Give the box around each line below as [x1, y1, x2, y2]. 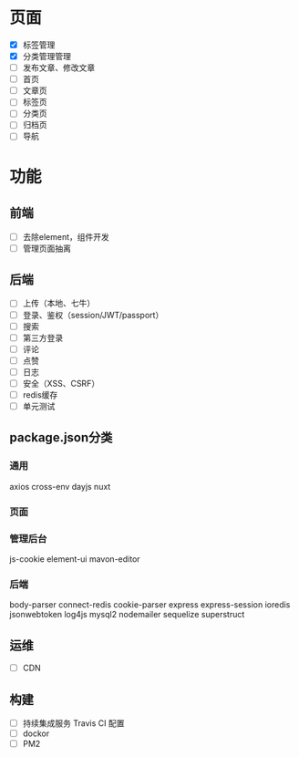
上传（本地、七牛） [22, 297, 96, 309]
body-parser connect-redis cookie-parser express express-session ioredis [9, 599, 291, 610]
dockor [22, 728, 50, 739]
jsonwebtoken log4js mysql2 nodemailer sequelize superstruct [9, 609, 245, 620]
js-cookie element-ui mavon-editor [9, 553, 140, 565]
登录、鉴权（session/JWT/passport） [22, 309, 164, 320]
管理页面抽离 [22, 243, 71, 254]
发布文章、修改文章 [22, 62, 96, 73]
